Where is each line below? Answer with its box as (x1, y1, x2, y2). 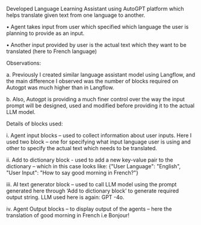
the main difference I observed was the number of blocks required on (6, 78, 179, 84)
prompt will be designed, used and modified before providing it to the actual (6, 102, 194, 109)
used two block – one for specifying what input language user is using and (6, 138, 191, 145)
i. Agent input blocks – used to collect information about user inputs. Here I (6, 132, 192, 139)
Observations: (6, 60, 42, 66)
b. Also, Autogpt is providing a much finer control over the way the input (6, 96, 185, 103)
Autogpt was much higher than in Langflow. (6, 84, 114, 91)
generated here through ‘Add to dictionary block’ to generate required (6, 187, 179, 194)
